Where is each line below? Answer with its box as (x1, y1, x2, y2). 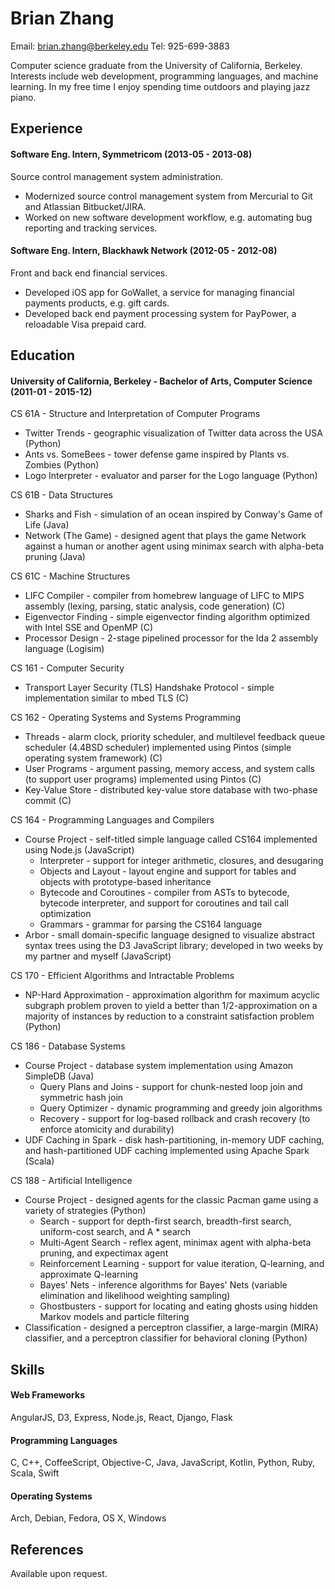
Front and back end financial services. (10, 267, 168, 279)
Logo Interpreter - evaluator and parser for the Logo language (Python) (24, 470, 318, 482)
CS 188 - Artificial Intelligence (10, 1175, 133, 1187)
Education (10, 347, 76, 364)
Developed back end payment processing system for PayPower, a (24, 307, 297, 319)
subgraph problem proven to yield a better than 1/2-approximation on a (24, 1000, 318, 1012)
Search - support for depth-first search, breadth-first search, (39, 1215, 292, 1227)
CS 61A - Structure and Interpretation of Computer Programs (10, 408, 261, 420)
